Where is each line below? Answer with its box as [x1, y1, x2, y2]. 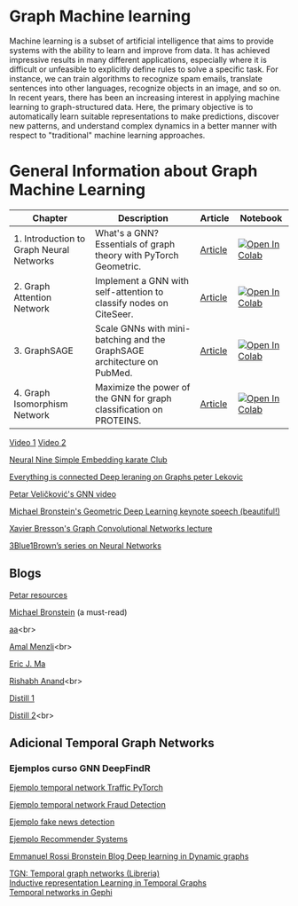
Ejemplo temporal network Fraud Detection [9, 800, 167, 810]
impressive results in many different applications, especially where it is [9, 54, 268, 65]
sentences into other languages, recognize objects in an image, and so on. [9, 83, 282, 93]
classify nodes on [94, 296, 169, 309]
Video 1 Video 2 [9, 437, 67, 447]
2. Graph [13, 280, 51, 292]
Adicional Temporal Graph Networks [9, 736, 215, 751]
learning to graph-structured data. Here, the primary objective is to [9, 101, 254, 112]
